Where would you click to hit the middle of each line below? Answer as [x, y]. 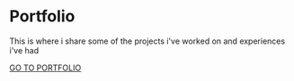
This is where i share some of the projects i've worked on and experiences [147, 41]
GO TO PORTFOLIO [45, 68]
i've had [24, 50]
